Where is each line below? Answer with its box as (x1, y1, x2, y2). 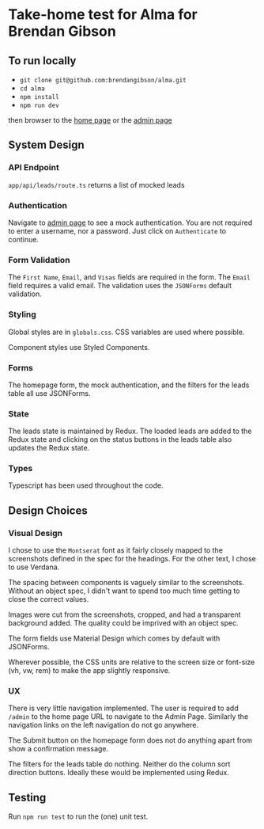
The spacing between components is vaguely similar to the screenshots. (8, 578, 245, 588)
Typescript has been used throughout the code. (8, 481, 164, 490)
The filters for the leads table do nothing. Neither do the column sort (8, 759, 231, 769)
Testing (8, 790, 47, 804)
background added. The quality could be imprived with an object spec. (8, 618, 239, 628)
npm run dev (19, 101, 59, 109)
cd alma (19, 85, 45, 93)
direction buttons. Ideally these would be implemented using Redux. (8, 768, 229, 778)
